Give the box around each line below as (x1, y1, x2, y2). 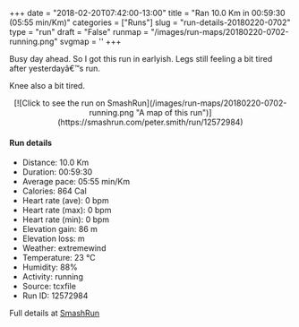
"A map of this (135, 108, 189, 117)
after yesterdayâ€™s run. (9, 63, 101, 73)
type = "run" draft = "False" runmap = (9, 27, 149, 37)
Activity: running (21, 271, 83, 282)
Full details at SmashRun (9, 308, 100, 319)
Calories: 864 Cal (21, 185, 87, 196)
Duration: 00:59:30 (21, 167, 93, 177)
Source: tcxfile (21, 281, 76, 292)
